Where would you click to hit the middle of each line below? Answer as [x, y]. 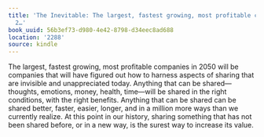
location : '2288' [37, 37]
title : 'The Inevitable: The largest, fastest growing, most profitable [130, 15]
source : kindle [33, 45]
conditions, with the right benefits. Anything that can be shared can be [123, 100]
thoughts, [24, 92]
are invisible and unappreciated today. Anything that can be [104, 84]
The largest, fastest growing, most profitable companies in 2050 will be [123, 67]
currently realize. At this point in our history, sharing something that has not [130, 117]
